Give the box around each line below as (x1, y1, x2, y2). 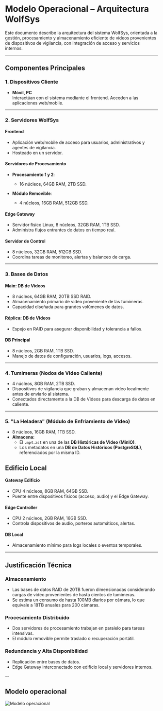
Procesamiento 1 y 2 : (12, 172, 55, 177)
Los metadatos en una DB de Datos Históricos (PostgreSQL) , (19, 445, 143, 451)
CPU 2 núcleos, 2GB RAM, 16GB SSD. (12, 515, 87, 521)
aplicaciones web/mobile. (12, 100, 64, 105)
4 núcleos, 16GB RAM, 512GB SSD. (19, 200, 89, 206)
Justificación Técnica (5, 561, 72, 569)
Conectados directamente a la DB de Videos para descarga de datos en (12, 396, 156, 402)
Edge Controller (5, 504, 38, 510)
